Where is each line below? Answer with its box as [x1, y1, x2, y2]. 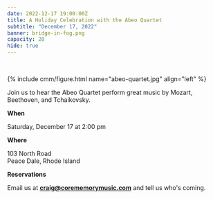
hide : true [7, 42, 39, 49]
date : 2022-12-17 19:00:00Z [7, 10, 89, 17]
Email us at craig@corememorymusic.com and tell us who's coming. [7, 184, 206, 191]
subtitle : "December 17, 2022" [7, 23, 98, 30]
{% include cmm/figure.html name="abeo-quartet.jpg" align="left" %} [7, 75, 207, 83]
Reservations [7, 171, 46, 178]
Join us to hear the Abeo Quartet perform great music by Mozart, [7, 88, 193, 96]
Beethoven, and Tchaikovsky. [7, 96, 91, 104]
